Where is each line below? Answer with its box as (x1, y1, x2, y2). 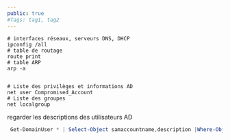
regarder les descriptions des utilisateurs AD (7, 113, 133, 121)
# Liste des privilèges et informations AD (7, 83, 133, 89)
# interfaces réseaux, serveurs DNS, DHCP (7, 35, 130, 42)
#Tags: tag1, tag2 (7, 16, 60, 23)
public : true (7, 10, 44, 17)
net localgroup (7, 100, 51, 108)
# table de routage (7, 47, 63, 54)
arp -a (7, 65, 26, 72)
